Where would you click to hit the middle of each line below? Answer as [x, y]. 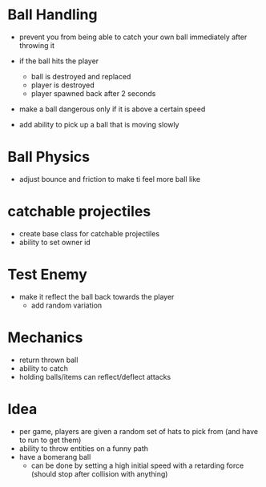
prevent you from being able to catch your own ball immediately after [133, 37]
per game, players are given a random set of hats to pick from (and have [138, 431]
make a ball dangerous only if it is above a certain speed [112, 109]
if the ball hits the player [59, 61]
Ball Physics [48, 157]
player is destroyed [63, 85]
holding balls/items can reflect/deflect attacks [95, 376]
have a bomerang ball [55, 457]
